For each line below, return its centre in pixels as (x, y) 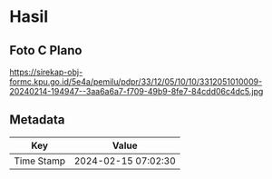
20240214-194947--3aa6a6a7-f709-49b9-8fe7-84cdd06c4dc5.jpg (136, 91)
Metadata (37, 120)
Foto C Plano (46, 50)
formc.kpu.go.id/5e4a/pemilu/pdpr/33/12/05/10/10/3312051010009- (136, 82)
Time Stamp (40, 161)
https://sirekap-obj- (46, 72)
